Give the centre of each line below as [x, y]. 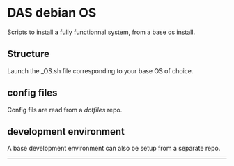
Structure [29, 54]
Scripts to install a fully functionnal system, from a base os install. [101, 32]
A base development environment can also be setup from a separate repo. [114, 149]
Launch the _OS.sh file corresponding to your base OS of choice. [100, 70]
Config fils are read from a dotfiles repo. [65, 110]
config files [32, 93]
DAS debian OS [52, 13]
